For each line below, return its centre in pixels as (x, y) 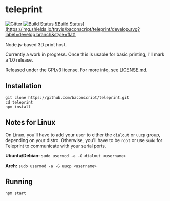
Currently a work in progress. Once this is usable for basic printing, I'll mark (85, 54)
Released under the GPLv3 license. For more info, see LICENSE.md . (77, 70)
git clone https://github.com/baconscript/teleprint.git (67, 98)
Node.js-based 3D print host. (36, 44)
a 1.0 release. (19, 59)
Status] (77, 24)
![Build (61, 24)
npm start (16, 193)
